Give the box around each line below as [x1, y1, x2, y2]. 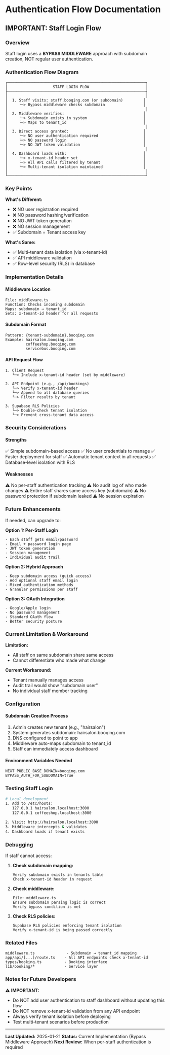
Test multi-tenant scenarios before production [12, 1018, 109, 1025]
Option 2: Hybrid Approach [5, 563, 63, 569]
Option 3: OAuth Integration [5, 595, 65, 602]
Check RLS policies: [12, 913, 56, 919]
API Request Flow [5, 357, 43, 363]
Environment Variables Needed [5, 757, 72, 763]
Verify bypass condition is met [12, 904, 81, 909]
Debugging [5, 841, 33, 848]
